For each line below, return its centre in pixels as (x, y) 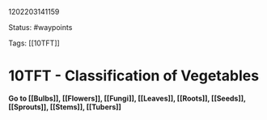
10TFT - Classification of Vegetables (134, 76)
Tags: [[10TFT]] (34, 43)
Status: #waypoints (40, 27)
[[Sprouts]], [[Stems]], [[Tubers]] (65, 107)
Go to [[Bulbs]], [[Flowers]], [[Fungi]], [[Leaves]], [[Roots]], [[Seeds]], (127, 98)
